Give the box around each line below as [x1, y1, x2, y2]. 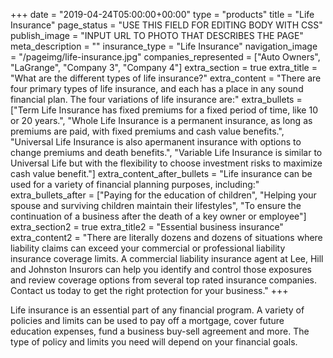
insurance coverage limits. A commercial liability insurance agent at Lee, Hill [10, 253, 324, 264]
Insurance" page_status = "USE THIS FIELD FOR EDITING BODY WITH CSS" [10, 19, 323, 31]
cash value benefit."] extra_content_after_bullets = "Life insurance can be [10, 168, 313, 179]
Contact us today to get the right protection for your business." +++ [10, 285, 289, 296]
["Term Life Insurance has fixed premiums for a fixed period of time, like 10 [10, 104, 318, 116]
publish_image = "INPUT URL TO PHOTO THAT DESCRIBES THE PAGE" [10, 30, 304, 41]
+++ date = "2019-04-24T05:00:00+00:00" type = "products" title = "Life [10, 9, 315, 20]
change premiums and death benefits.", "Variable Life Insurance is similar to [10, 147, 323, 158]
